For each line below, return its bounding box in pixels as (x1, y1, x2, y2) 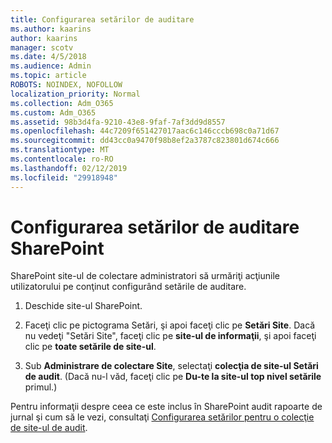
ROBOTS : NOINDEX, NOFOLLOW (10, 80, 123, 90)
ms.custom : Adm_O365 (10, 107, 97, 118)
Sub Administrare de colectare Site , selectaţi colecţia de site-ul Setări (24, 360, 319, 372)
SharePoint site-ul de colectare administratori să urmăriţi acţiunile (10, 270, 280, 282)
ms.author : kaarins (10, 24, 92, 34)
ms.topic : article (10, 71, 87, 81)
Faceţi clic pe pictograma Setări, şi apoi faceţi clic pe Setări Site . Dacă (24, 319, 316, 331)
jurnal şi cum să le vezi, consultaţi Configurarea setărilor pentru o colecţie (10, 411, 315, 423)
